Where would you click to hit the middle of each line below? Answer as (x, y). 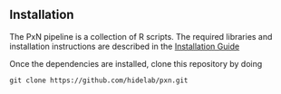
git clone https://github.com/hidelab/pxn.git (99, 80)
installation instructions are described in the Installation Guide (125, 46)
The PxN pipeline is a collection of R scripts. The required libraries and (141, 36)
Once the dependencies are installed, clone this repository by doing (136, 63)
